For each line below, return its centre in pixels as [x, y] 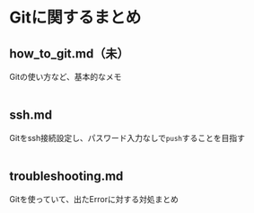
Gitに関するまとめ [75, 18]
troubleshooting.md [66, 177]
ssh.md [31, 115]
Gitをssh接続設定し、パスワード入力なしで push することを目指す [127, 138]
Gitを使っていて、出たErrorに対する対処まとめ [94, 199]
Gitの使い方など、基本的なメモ [66, 77]
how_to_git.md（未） [69, 53]
